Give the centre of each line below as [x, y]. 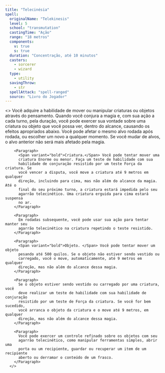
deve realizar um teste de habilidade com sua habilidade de [82, 293]
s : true [22, 51]
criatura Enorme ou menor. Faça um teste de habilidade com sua [85, 160]
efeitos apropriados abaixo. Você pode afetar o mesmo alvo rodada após [79, 131]
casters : [18, 60]
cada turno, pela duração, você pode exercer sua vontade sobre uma [75, 121]
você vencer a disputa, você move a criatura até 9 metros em [83, 173]
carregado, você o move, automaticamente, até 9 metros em [80, 259]
